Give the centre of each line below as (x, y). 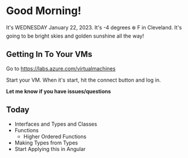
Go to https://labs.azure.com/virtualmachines (61, 68)
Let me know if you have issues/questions (59, 91)
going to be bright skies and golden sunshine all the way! (75, 36)
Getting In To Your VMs (49, 54)
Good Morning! (44, 11)
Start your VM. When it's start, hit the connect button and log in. (84, 80)
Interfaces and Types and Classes (56, 124)
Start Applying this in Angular (50, 149)
